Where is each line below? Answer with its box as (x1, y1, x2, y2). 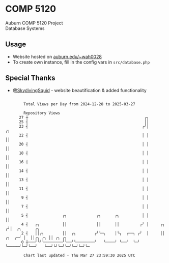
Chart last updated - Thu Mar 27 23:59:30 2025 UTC (23, 253, 136, 258)
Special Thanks (5, 74, 55, 82)
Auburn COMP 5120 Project (5, 20, 63, 26)
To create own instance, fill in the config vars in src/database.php (12, 59, 150, 65)
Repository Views (23, 110, 60, 115)
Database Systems (5, 25, 45, 31)
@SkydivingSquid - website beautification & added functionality (12, 87, 147, 93)
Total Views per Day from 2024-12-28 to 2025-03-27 (23, 101, 136, 107)
